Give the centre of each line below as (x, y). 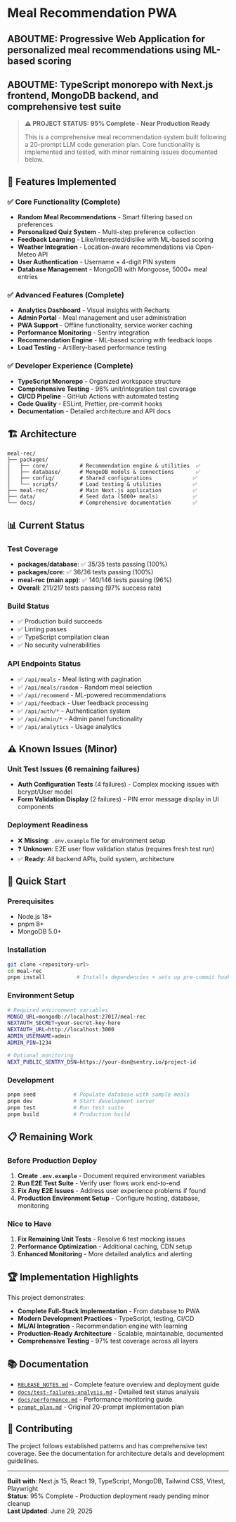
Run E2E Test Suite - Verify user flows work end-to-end (99, 1183)
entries (28, 277)
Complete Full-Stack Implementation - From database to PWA (109, 1311)
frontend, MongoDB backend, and (83, 95)
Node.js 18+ (35, 917)
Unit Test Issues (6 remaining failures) (74, 769)
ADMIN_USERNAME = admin (39, 1036)
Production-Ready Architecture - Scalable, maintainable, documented (120, 1334)
